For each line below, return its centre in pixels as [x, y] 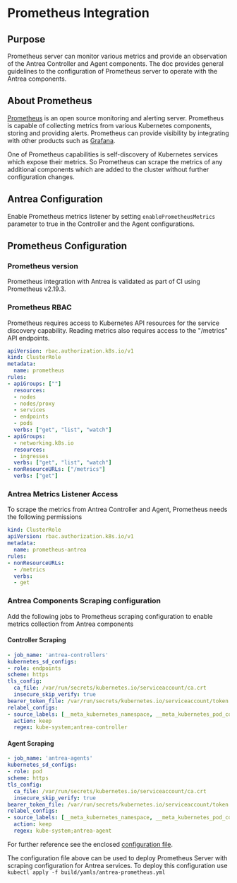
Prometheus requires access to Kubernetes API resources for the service [114, 323]
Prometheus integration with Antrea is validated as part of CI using [104, 282]
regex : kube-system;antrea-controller [71, 727]
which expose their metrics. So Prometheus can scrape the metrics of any [115, 161]
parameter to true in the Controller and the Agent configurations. [101, 224]
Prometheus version [43, 266]
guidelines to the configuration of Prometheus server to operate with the [113, 71]
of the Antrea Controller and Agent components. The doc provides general [116, 64]
